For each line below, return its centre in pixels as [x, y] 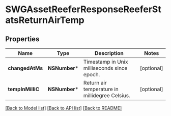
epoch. [92, 75]
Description [109, 53]
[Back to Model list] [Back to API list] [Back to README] [64, 108]
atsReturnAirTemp [45, 20]
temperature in [101, 89]
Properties [22, 39]
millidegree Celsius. [107, 95]
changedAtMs [25, 68]
